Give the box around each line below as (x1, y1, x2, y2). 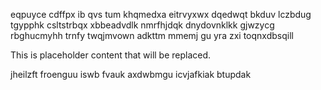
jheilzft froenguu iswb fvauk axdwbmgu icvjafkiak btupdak (10, 69, 252, 80)
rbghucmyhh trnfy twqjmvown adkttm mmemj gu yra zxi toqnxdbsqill (10, 30, 294, 41)
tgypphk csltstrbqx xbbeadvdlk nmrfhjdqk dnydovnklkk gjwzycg (10, 19, 275, 31)
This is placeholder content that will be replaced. (10, 49, 212, 61)
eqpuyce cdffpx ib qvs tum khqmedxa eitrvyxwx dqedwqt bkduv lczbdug (10, 9, 312, 20)
